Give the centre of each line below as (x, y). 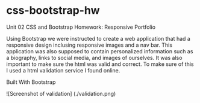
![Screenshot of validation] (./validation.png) (61, 93)
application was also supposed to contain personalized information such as (100, 51)
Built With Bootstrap (31, 82)
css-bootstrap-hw (53, 10)
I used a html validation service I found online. (63, 70)
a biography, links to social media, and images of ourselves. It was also (94, 57)
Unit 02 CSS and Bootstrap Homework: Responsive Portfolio (81, 27)
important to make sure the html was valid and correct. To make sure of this (100, 64)
